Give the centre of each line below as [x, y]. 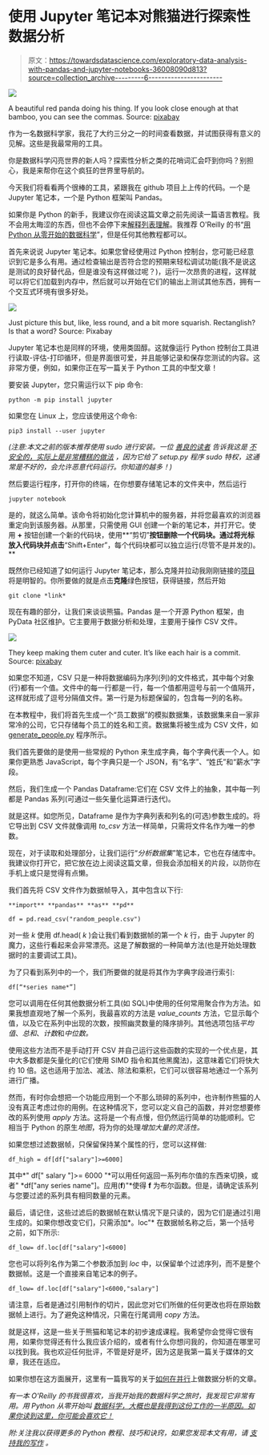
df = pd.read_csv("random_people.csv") [75, 919]
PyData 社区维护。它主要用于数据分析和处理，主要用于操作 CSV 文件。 [125, 621]
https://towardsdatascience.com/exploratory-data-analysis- [148, 60]
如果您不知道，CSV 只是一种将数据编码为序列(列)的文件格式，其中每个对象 [131, 677]
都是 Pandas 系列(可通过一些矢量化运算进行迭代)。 [92, 799]
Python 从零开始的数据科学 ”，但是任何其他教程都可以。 [100, 234]
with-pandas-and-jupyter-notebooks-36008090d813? [117, 69]
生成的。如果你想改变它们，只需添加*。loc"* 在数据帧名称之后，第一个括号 [132, 1222]
